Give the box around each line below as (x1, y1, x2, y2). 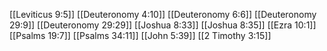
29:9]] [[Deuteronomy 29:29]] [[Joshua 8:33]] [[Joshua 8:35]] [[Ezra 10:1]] (9, 19, 317, 31)
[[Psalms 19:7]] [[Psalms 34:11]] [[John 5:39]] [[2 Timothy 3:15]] (9, 30, 272, 41)
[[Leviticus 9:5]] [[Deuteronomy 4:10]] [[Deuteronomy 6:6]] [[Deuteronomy (9, 9, 317, 20)
